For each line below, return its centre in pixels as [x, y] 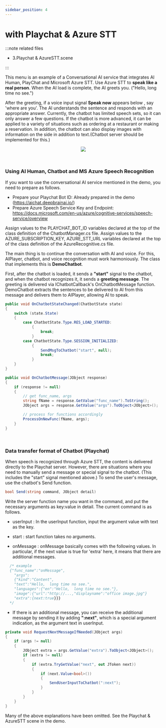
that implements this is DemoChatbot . [44, 264]
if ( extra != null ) [43, 655]
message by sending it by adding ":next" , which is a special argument [84, 618]
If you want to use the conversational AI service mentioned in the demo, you [83, 182]
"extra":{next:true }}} [37, 598]
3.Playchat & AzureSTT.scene [43, 58]
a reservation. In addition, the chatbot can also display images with [73, 129]
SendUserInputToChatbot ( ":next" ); [85, 683]
